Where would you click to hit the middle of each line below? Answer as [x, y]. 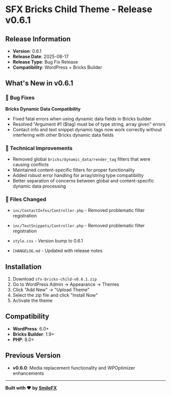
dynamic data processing [39, 186]
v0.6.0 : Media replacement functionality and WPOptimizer [74, 368]
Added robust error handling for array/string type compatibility [78, 175]
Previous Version [33, 356]
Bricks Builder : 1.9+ [34, 334]
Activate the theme [33, 300]
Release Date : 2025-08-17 [40, 56]
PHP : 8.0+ [23, 340]
